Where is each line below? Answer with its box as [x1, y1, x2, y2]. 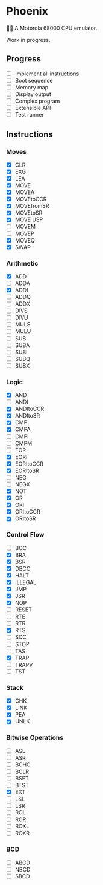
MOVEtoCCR [14, 196, 47, 203]
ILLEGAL [14, 579, 37, 586]
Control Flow [6, 531, 45, 539]
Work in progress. [6, 36, 51, 43]
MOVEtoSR [14, 209, 43, 216]
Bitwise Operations [6, 734, 64, 742]
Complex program [14, 97, 60, 105]
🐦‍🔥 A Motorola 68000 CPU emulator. [6, 24, 98, 32]
